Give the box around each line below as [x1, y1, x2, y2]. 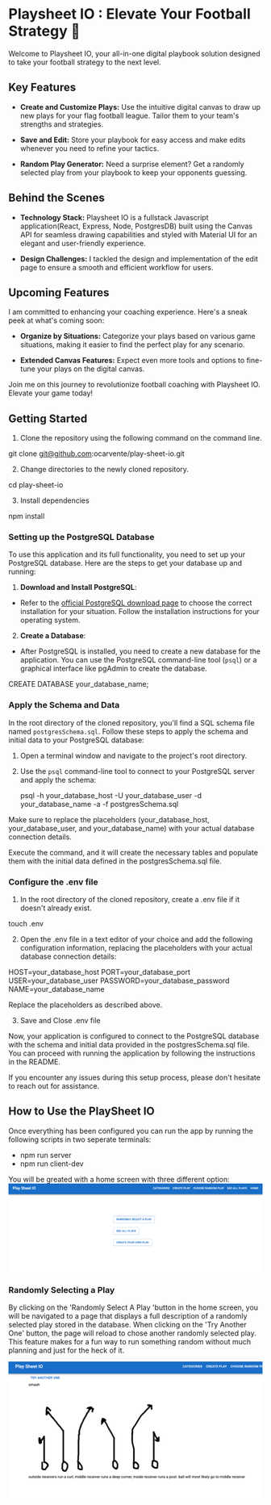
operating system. [19, 615, 81, 625]
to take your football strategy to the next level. [8, 57, 161, 67]
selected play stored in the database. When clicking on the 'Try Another [8, 1319, 248, 1329]
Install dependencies [19, 495, 90, 505]
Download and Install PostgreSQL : [19, 583, 137, 592]
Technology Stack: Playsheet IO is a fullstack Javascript [19, 212, 209, 222]
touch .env [8, 919, 44, 929]
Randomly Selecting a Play [8, 1284, 115, 1295]
